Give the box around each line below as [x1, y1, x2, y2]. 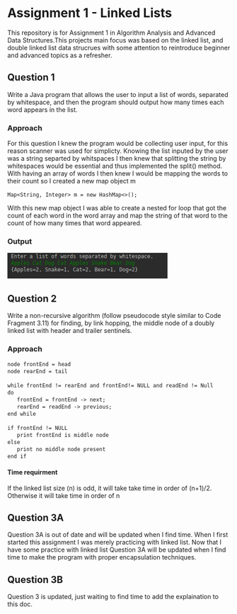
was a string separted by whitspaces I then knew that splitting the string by [7, 154, 226, 163]
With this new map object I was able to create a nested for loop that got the [7, 204, 227, 212]
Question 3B [7, 574, 64, 586]
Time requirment [7, 468, 58, 477]
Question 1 [7, 72, 55, 84]
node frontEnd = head [7, 361, 71, 368]
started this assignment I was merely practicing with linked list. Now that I [7, 538, 221, 547]
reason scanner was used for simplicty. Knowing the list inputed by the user [7, 147, 229, 155]
